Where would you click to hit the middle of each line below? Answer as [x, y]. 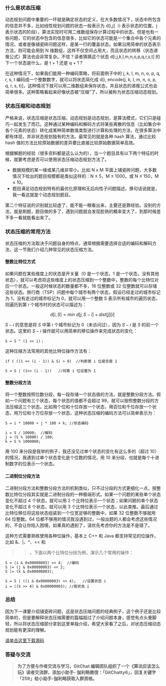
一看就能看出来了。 [33, 217]
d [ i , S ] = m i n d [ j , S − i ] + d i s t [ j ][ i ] [83, 315]
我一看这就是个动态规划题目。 [42, 195]
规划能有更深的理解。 [27, 630]
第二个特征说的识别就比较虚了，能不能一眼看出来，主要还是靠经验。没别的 [81, 205]
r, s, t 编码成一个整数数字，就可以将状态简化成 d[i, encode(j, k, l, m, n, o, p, [81, 80]
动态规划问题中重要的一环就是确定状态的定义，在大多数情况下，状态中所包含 [83, 20]
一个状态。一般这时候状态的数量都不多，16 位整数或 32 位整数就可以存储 [83, 286]
